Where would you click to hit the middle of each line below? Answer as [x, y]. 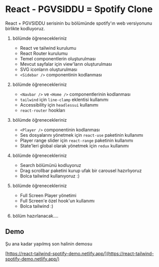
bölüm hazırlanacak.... [35, 216]
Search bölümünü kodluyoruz [51, 165]
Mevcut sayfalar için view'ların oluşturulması [66, 64]
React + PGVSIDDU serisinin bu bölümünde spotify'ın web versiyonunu [79, 23]
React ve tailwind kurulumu [48, 48]
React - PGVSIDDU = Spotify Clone [79, 9]
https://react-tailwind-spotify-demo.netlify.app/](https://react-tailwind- [81, 253]
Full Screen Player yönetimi [48, 195]
